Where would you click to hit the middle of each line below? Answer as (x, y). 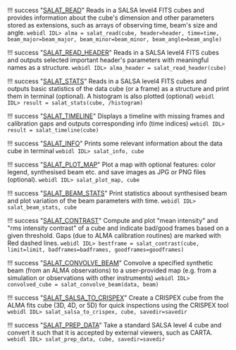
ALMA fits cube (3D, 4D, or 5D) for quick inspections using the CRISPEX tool (118, 305)
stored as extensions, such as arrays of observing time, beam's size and (112, 25)
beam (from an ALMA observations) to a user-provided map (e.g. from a (112, 270)
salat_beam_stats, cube (42, 207)
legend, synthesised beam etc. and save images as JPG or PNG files (107, 172)
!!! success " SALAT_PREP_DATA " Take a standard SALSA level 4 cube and (114, 325)
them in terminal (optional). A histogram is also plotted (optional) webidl (111, 96)
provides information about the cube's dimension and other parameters (111, 18)
